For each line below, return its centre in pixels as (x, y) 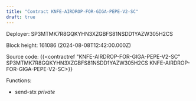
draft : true (21, 17)
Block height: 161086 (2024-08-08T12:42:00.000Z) (69, 45)
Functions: (19, 80)
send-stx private (35, 92)
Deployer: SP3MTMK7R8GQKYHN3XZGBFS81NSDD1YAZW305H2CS (89, 33)
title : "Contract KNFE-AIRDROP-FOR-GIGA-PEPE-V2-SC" (72, 11)
